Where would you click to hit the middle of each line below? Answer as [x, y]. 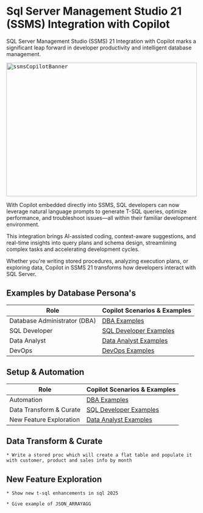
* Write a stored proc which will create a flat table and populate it [99, 455]
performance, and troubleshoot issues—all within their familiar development [101, 217]
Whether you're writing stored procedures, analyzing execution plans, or [98, 261]
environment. [23, 224]
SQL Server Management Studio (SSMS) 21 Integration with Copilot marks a [101, 41]
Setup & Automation [45, 372]
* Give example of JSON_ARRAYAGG [49, 504]
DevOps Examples [128, 351]
